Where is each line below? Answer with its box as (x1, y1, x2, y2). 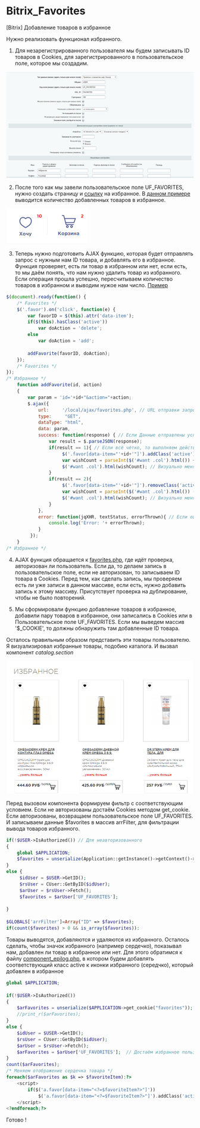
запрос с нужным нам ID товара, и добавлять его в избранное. (14, 256, 176, 263)
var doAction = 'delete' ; (37, 325, 102, 331)
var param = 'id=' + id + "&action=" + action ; (27, 394, 132, 400)
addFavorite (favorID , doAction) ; (27, 350, 111, 356)
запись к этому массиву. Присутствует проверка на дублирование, (14, 588, 188, 595)
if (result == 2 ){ (48, 476, 92, 482)
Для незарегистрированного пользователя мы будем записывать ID (14, 46, 190, 54)
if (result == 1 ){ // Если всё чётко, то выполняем (48, 445, 177, 450)
